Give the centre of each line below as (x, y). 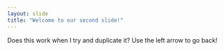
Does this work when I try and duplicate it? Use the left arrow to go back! (112, 40)
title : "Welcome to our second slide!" (65, 20)
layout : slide (28, 14)
